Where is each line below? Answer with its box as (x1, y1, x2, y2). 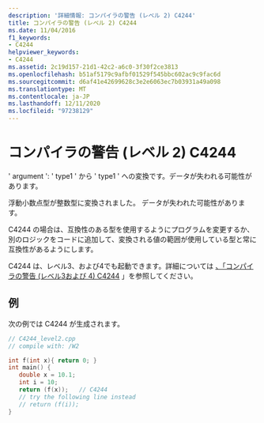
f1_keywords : (8, 33, 51, 42)
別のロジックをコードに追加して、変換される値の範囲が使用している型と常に (8, 234, 257, 244)
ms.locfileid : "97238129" (8, 108, 93, 115)
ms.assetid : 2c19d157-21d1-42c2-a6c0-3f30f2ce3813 (8, 63, 179, 71)
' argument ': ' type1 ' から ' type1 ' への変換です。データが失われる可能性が (8, 171, 252, 180)
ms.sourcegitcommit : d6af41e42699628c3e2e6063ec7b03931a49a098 (8, 77, 221, 85)
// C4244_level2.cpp (8, 334, 77, 342)
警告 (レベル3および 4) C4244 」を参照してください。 (21, 270, 198, 281)
